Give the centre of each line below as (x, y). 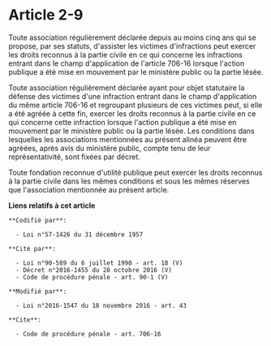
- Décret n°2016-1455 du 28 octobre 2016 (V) (94, 270)
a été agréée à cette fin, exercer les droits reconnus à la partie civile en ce (132, 113)
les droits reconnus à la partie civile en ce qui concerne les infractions (126, 54)
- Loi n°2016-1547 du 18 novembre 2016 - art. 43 (101, 305)
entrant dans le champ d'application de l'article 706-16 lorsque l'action (127, 63)
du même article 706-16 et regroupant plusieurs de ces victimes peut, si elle (135, 105)
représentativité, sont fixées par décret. (74, 157)
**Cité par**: (32, 249)
